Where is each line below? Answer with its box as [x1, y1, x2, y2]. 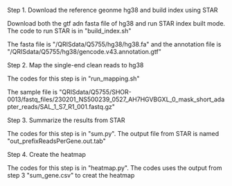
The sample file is [7, 88, 57, 96]
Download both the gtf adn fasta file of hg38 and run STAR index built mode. [7, 19, 226, 27]
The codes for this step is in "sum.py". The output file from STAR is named [7, 130, 220, 137]
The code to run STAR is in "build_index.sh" [7, 27, 132, 35]
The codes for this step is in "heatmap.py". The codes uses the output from [7, 164, 222, 172]
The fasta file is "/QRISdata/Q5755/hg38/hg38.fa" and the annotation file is [7, 40, 222, 48]
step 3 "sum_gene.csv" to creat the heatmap [7, 171, 135, 179]
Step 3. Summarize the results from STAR [7, 116, 125, 124]
